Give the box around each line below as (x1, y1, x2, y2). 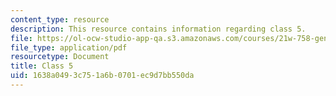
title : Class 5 (10, 61, 74, 71)
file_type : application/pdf (10, 42, 128, 53)
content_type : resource (10, 14, 110, 25)
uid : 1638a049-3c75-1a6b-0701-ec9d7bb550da (10, 71, 195, 81)
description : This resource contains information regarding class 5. (10, 24, 307, 34)
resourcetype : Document (10, 52, 110, 62)
